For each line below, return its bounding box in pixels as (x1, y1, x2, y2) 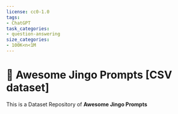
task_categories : (6, 25, 50, 32)
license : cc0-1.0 (6, 8, 50, 15)
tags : (6, 14, 20, 20)
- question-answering (6, 31, 61, 37)
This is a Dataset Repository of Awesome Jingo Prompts (6, 100, 147, 108)
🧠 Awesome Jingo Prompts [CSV (6, 68, 173, 82)
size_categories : (6, 37, 50, 43)
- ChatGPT (6, 20, 31, 26)
